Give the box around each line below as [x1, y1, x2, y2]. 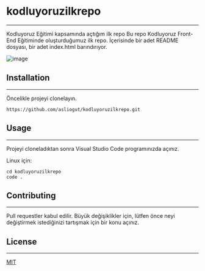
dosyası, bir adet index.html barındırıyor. [6, 43, 108, 50]
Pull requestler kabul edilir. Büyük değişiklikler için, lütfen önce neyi [6, 212, 175, 220]
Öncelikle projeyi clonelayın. [6, 95, 77, 102]
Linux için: [6, 157, 32, 164]
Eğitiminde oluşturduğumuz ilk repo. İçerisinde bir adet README [17, 37, 179, 44]
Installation [6, 73, 50, 83]
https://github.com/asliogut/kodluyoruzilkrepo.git [6, 106, 140, 112]
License [6, 236, 37, 247]
